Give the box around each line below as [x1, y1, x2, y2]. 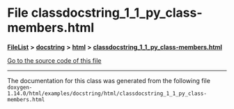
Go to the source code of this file [7, 56, 102, 64]
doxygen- [7, 84, 33, 91]
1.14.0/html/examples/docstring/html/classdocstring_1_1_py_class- [7, 89, 208, 97]
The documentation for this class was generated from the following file [7, 76, 211, 85]
